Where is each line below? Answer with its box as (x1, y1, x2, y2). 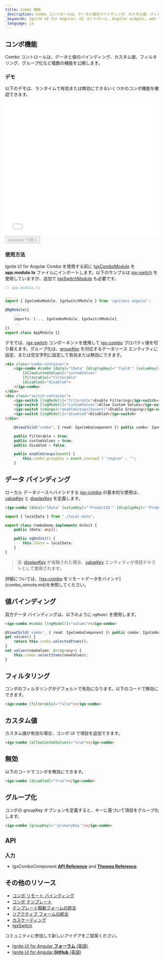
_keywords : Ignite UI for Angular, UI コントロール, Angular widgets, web (5, 16, 156, 21)
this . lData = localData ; (22, 541, 73, 546)
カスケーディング (12, 917, 46, 923)
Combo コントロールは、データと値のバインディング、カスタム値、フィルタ (5, 54, 157, 60)
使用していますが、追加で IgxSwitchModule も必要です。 (5, 276, 119, 281)
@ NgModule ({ (5, 307, 29, 313)
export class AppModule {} (5, 330, 60, 335)
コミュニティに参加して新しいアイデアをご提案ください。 (5, 933, 121, 939)
